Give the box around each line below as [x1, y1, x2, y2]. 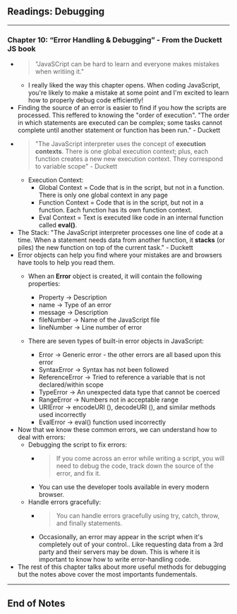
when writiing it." [35, 67, 85, 76]
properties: [28, 279, 61, 288]
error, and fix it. [56, 469, 101, 478]
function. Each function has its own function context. [38, 206, 193, 215]
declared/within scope [38, 380, 104, 389]
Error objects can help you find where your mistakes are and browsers [17, 251, 222, 260]
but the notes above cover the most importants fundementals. [17, 570, 197, 579]
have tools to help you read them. [17, 258, 115, 267]
